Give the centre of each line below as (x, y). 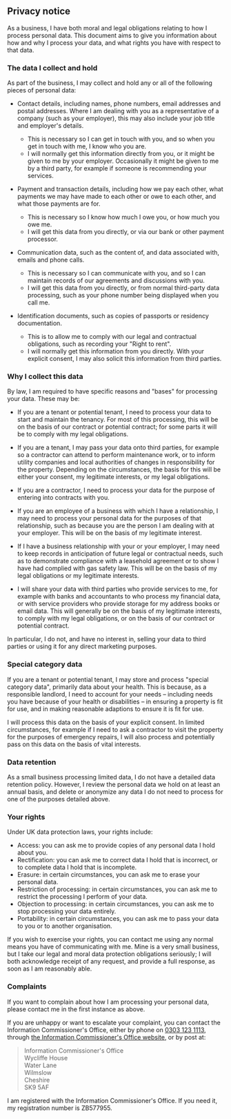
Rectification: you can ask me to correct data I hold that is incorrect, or (117, 860)
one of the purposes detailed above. (59, 799)
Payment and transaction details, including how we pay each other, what (120, 189)
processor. (43, 239)
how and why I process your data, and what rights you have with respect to (114, 42)
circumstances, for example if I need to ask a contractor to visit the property (115, 729)
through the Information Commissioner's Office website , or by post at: (107, 1037)
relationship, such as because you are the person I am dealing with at (116, 526)
